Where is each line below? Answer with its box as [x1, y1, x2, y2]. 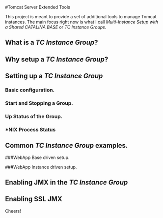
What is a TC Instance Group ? [5, 38, 98, 47]
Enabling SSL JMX [5, 195, 62, 203]
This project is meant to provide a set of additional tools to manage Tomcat [5, 14, 157, 19]
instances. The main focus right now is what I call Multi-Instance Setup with [5, 19, 159, 25]
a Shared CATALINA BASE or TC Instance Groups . [5, 24, 107, 30]
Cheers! [5, 208, 21, 214]
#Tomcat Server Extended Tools [5, 4, 70, 10]
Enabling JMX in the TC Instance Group [5, 178, 128, 187]
